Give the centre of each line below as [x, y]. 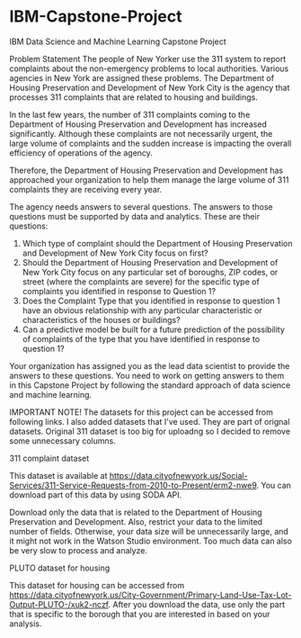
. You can [274, 485]
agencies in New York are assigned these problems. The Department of [142, 77]
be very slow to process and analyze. [79, 550]
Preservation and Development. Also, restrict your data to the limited [136, 521]
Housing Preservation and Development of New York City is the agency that [150, 87]
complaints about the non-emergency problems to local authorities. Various [149, 68]
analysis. [26, 624]
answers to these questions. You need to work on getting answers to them [147, 375]
